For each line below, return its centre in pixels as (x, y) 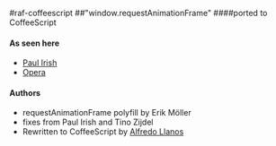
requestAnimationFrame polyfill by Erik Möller (107, 113)
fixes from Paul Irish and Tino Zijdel (88, 122)
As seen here (35, 43)
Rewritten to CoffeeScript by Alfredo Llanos (103, 132)
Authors (25, 92)
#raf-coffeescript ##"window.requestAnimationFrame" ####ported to (138, 13)
